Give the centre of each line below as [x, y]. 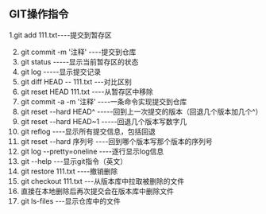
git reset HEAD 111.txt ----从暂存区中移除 [87, 91]
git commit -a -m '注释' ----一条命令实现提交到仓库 [104, 101]
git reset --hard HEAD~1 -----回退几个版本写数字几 [104, 121]
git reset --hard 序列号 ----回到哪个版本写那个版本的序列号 [116, 141]
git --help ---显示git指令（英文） [74, 161]
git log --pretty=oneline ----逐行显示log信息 [92, 151]
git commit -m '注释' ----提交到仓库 [78, 52]
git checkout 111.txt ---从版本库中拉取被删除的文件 [102, 181]
